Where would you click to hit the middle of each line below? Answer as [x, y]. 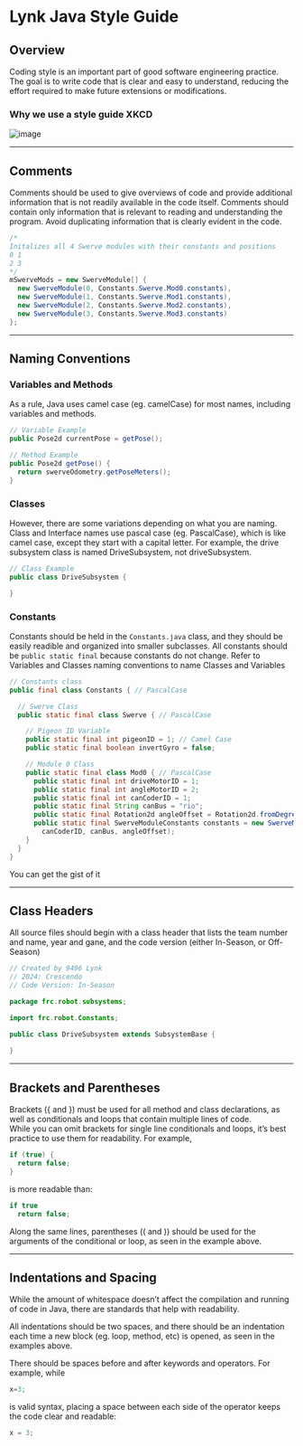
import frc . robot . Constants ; [64, 1018]
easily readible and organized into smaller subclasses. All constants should [148, 646]
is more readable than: [51, 1189]
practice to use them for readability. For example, [101, 1139]
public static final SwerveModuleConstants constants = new [148, 823]
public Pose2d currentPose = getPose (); [87, 439]
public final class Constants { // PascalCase [98, 690]
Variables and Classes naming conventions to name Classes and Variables [147, 665]
